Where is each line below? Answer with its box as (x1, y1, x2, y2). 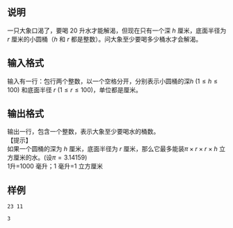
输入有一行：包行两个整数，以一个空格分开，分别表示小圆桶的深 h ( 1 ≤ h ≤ (7, 77, 218, 85)
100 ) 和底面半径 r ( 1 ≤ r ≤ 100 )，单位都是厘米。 (7, 85, 143, 94)
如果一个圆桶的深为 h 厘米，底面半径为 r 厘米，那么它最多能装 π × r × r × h (7, 145, 218, 153)
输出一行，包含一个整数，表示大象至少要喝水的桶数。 (7, 128, 160, 136)
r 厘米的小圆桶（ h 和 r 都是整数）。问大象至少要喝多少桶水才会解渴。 (7, 35, 202, 43)
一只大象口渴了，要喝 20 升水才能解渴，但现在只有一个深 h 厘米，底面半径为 (7, 26, 227, 35)
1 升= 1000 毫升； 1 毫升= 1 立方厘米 (7, 162, 103, 170)
